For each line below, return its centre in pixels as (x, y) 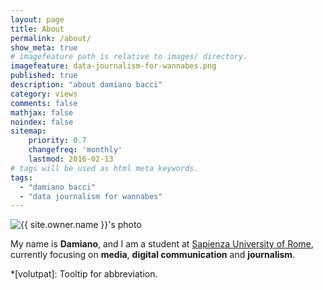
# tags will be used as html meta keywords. (104, 168)
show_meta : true (44, 47)
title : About (37, 29)
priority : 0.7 (57, 141)
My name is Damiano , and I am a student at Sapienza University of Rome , (162, 244)
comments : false (44, 103)
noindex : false (42, 122)
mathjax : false (42, 112)
